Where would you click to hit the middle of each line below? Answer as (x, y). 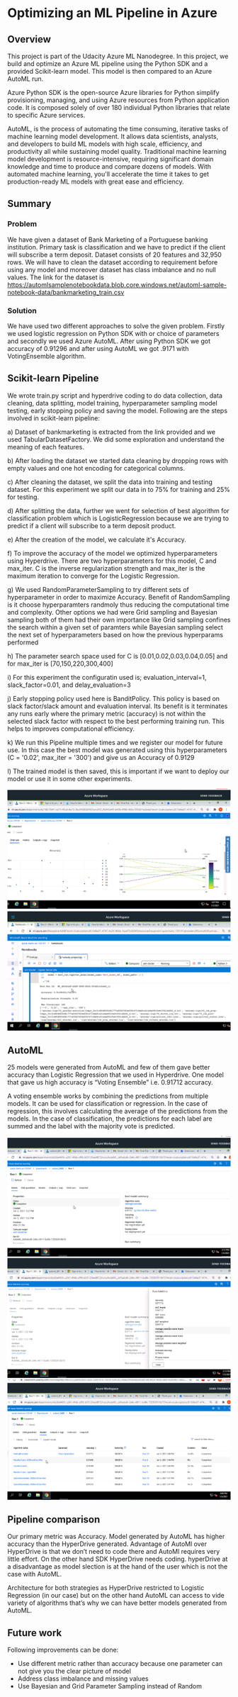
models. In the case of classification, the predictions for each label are (110, 1119)
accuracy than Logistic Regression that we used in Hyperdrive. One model (116, 1075)
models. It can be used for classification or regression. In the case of (108, 1104)
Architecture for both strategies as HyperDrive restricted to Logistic (106, 1588)
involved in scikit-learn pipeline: (54, 418)
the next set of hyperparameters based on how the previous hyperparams (115, 634)
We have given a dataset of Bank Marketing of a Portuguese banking (108, 240)
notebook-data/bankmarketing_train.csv (66, 292)
